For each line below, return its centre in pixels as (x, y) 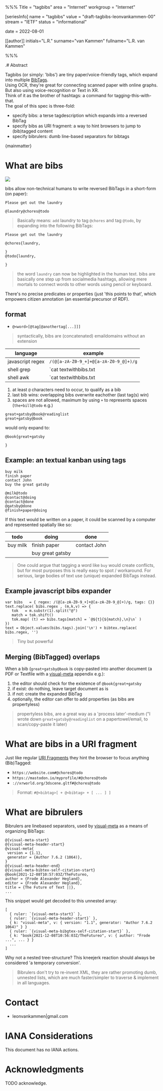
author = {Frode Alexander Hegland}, (44, 879)
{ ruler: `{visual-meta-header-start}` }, (54, 919)
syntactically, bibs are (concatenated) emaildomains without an (81, 336)
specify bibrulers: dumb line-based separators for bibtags (71, 136)
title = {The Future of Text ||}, (41, 888)
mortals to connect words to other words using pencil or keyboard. (85, 284)
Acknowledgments (45, 1070)
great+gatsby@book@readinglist (37, 414)
